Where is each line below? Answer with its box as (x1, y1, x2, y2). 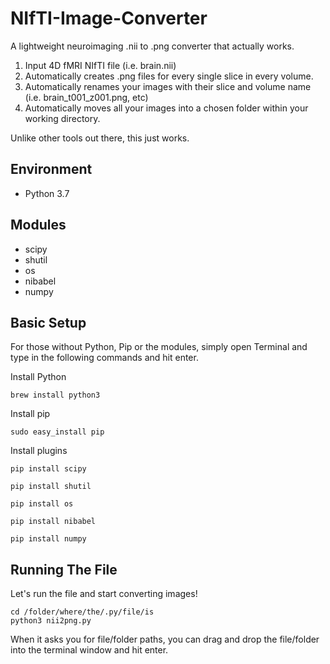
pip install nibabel (10, 517, 97, 527)
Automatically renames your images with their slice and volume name (24, 80, 312, 92)
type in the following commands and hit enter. (10, 352, 199, 364)
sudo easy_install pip (10, 427, 105, 437)
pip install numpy (10, 534, 87, 544)
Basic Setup (10, 314, 87, 331)
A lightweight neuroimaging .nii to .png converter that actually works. (10, 40, 295, 52)
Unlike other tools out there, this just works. (10, 132, 190, 144)
